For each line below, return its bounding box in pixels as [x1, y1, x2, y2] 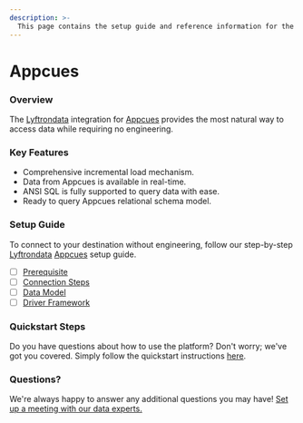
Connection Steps [22, 276, 91, 287]
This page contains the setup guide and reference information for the [17, 22, 295, 31]
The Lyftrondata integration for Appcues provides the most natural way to [9, 113, 284, 124]
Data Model [22, 287, 66, 298]
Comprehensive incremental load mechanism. [22, 167, 195, 178]
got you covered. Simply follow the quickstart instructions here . [9, 350, 247, 361]
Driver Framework [22, 297, 91, 308]
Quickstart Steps [9, 320, 86, 332]
